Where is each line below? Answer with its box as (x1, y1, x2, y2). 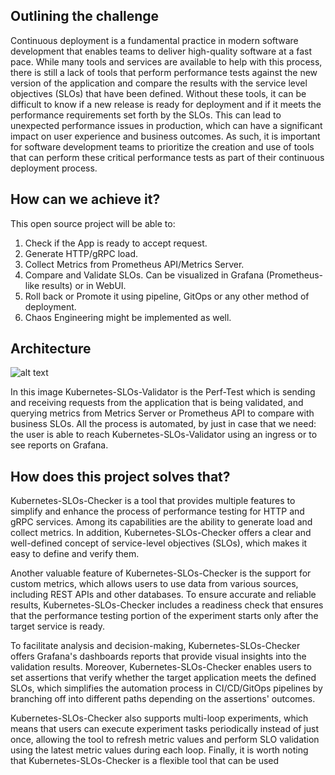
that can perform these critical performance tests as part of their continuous (10, 151, 325, 163)
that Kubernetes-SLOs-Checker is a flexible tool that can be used (10, 755, 280, 767)
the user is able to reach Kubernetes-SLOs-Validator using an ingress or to (10, 429, 318, 441)
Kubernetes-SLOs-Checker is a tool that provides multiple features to (10, 495, 296, 507)
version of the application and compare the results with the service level (10, 77, 308, 89)
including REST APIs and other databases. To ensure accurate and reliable (10, 589, 317, 601)
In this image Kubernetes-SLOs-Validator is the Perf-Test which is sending (10, 386, 316, 398)
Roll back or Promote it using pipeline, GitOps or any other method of (24, 290, 310, 302)
